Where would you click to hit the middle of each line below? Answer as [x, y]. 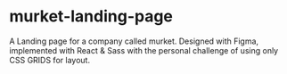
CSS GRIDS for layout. [50, 60]
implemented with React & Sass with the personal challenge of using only [144, 50]
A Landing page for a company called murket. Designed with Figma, [134, 41]
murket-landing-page [91, 16]
